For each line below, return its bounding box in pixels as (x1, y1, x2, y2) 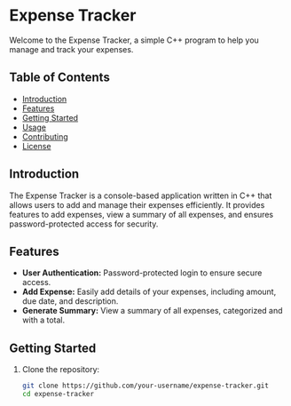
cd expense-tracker (21, 390, 95, 399)
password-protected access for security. (9, 219, 159, 229)
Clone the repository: (21, 364, 100, 375)
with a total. (21, 314, 66, 325)
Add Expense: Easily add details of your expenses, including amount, (21, 286, 277, 298)
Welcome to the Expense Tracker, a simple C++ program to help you (9, 35, 259, 45)
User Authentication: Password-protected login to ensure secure (21, 267, 263, 278)
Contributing (21, 131, 68, 142)
